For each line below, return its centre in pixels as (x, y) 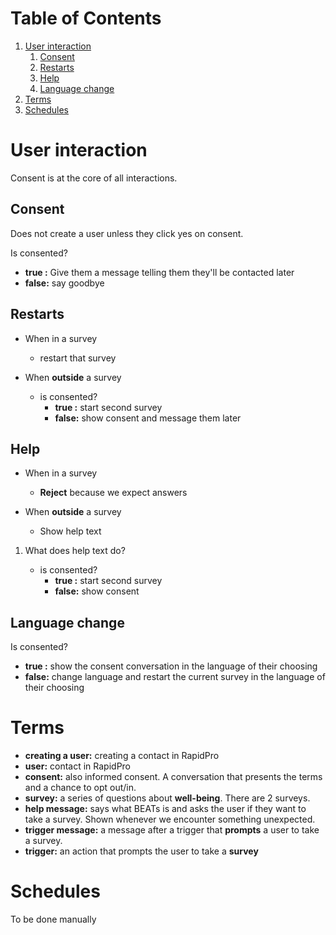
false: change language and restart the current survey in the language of (175, 677)
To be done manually (53, 919)
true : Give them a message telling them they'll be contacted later (159, 272)
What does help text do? (75, 551)
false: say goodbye (64, 283)
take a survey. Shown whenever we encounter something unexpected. (170, 819)
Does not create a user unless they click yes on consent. (127, 233)
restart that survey (78, 358)
